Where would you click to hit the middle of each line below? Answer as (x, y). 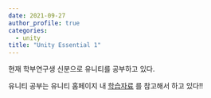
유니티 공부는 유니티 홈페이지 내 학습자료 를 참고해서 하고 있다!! (106, 86)
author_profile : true (44, 23)
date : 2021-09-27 (37, 16)
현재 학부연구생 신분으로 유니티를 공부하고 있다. (82, 69)
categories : (28, 30)
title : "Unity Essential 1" (55, 45)
